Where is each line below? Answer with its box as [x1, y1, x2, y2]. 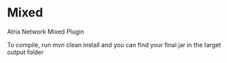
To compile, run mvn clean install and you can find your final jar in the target [7, 40, 222, 49]
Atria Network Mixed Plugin [7, 27, 84, 36]
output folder [7, 48, 44, 56]
